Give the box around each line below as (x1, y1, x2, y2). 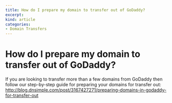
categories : (5, 21, 31, 27)
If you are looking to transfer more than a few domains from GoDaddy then (5, 76, 163, 82)
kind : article (5, 17, 36, 22)
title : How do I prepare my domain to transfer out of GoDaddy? (5, 7, 145, 13)
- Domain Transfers (5, 27, 47, 32)
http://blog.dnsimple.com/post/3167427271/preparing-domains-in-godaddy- (5, 87, 167, 93)
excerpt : (5, 12, 24, 17)
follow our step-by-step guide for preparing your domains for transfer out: (5, 82, 161, 88)
